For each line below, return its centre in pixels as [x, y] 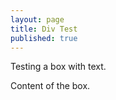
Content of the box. [50, 86]
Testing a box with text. [58, 67]
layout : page [37, 19]
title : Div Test [44, 29]
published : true [44, 38]
